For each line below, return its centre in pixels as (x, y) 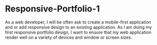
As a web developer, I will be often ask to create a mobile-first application (78, 22)
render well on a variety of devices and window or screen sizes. (69, 37)
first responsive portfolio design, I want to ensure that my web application (78, 32)
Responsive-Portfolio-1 (52, 9)
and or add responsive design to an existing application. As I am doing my (78, 27)
